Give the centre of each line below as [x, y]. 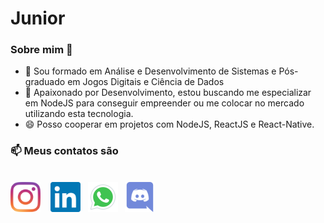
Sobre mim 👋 [41, 50]
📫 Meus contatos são [64, 151]
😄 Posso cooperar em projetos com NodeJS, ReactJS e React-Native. [169, 124]
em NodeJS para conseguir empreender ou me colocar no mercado [164, 103]
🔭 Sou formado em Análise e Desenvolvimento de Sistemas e [150, 71]
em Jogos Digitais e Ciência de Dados [146, 82]
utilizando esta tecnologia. [79, 114]
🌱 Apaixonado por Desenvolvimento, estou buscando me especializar [168, 93]
